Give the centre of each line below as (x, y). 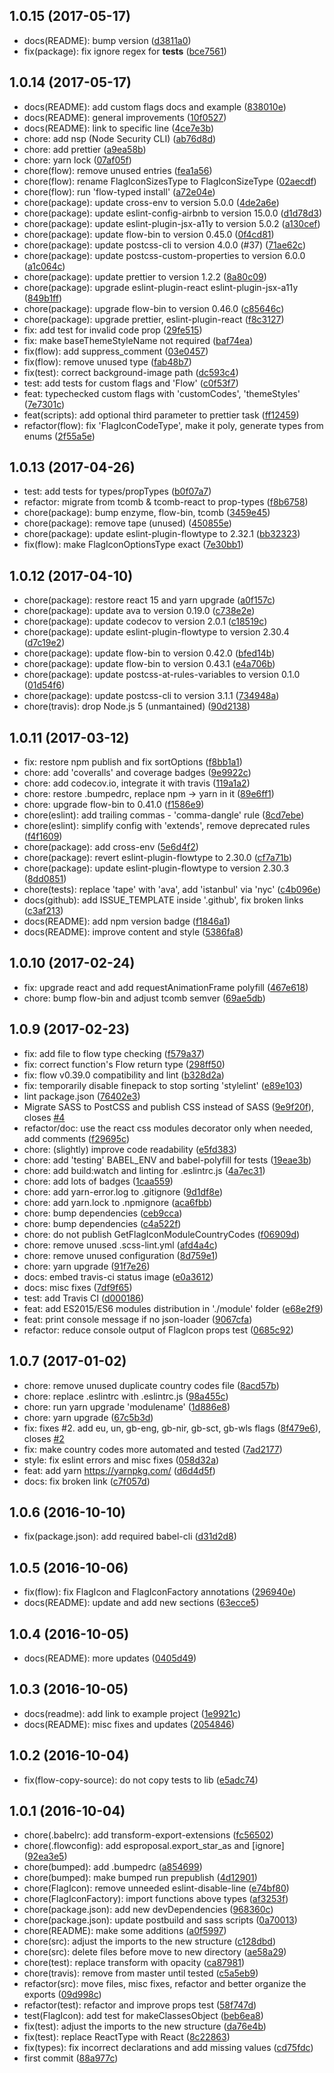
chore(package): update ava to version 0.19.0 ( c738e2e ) (139, 611)
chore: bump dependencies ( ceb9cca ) (103, 1213)
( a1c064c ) (44, 266)
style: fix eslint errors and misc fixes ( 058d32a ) (121, 1460)
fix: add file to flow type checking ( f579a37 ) (114, 1053)
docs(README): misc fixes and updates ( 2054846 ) (129, 1724)
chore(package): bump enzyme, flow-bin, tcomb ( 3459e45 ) (147, 513)
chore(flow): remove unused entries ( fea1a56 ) (118, 170)
